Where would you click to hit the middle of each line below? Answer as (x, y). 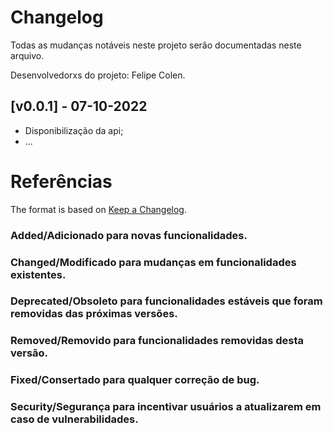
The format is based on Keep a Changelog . (98, 209)
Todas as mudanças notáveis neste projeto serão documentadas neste (156, 45)
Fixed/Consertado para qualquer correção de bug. (135, 380)
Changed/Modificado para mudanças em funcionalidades (153, 262)
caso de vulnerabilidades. (74, 419)
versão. (29, 353)
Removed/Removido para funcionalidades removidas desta (157, 341)
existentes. (38, 274)
